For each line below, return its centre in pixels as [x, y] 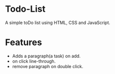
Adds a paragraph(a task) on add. [46, 56]
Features [24, 42]
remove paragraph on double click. [48, 66]
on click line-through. [34, 61]
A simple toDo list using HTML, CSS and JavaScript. [58, 23]
